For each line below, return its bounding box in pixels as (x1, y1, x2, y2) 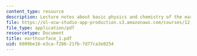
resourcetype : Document (6, 30, 64, 36)
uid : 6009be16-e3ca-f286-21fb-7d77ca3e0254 (6, 41, 114, 47)
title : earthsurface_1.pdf (6, 36, 72, 41)
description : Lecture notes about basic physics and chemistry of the (6, 14, 182, 20)
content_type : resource (6, 8, 64, 15)
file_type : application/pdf (6, 24, 75, 31)
